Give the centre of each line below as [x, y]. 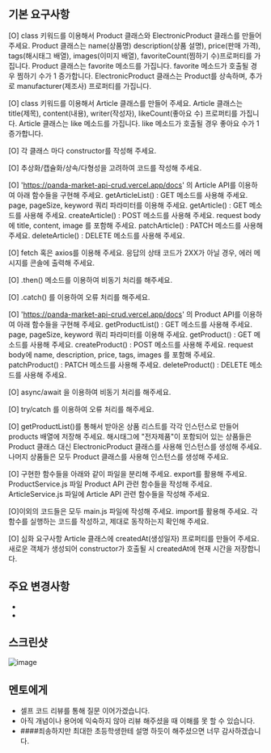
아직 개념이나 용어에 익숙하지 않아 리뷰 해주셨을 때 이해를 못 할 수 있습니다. [138, 721]
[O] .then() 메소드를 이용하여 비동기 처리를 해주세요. [90, 280]
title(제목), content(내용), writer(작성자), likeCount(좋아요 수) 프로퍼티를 [123, 113]
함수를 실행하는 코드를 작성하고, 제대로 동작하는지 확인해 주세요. [109, 521]
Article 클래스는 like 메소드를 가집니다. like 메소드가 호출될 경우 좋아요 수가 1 [140, 123]
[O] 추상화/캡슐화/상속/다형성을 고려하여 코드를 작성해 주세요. [105, 167]
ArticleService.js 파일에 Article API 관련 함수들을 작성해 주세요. [109, 494]
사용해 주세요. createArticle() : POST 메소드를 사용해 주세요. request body [142, 215]
